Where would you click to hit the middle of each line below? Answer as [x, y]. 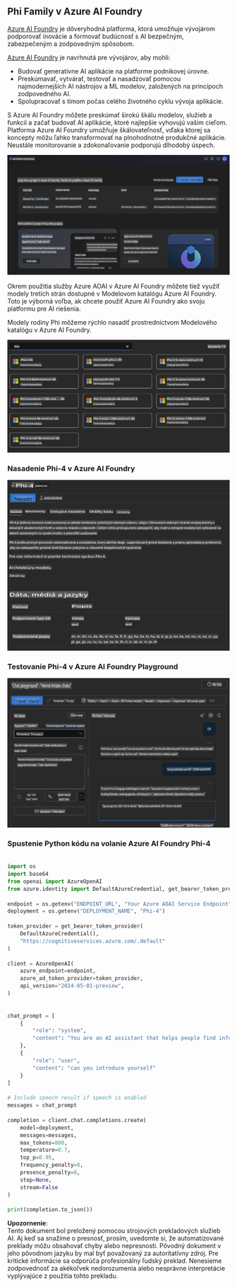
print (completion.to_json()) [50, 1210]
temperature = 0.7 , [45, 1150]
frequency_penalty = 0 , [51, 1165]
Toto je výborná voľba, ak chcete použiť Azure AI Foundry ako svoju [106, 301]
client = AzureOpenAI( [41, 964]
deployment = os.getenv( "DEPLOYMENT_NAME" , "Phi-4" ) [86, 911]
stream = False [39, 1187]
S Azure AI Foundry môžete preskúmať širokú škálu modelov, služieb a [110, 115]
